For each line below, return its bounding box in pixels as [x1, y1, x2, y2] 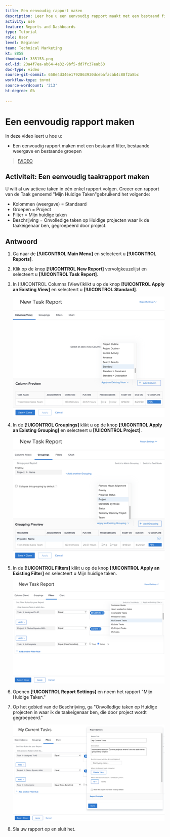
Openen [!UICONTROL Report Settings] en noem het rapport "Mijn [12, 689, 153, 695]
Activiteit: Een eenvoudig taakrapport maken [5, 172, 150, 181]
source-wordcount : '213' [5, 83, 58, 88]
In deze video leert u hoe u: [5, 133, 62, 139]
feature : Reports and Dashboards [5, 24, 76, 29]
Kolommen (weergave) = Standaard [12, 201, 87, 207]
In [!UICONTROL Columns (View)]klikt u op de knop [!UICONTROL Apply [12, 281, 165, 287]
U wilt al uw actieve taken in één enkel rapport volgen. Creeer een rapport [5, 186, 159, 192]
